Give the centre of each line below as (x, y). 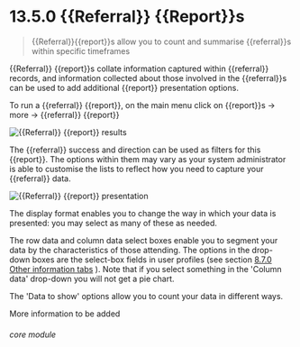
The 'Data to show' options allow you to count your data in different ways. (146, 296)
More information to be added (65, 314)
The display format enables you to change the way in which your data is (143, 213)
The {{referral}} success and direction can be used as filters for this (135, 150)
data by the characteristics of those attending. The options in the (130, 250)
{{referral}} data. (40, 178)
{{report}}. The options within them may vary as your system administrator (148, 159)
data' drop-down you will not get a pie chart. (92, 279)
